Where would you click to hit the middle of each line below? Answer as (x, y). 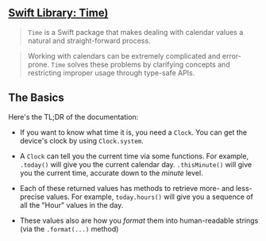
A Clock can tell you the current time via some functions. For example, (134, 156)
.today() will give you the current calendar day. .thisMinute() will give (136, 164)
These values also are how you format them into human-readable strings (139, 220)
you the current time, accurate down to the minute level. (112, 173)
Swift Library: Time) (58, 13)
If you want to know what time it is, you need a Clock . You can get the (133, 132)
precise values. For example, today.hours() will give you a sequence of (137, 197)
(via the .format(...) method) (69, 228)
